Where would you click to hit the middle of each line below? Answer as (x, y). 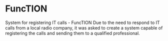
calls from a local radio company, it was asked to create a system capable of (84, 27)
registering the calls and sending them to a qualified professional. (72, 33)
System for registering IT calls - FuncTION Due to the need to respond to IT (82, 22)
